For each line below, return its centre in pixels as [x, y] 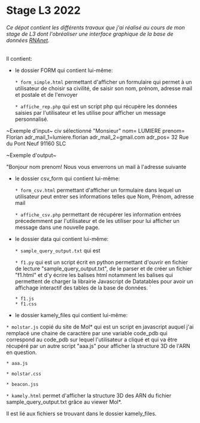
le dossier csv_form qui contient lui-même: [67, 178]
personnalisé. [32, 119]
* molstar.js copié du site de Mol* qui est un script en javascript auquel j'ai [100, 327]
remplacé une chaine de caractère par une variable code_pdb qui [87, 333]
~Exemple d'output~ [31, 155]
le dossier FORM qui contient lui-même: [64, 70]
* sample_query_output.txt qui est [57, 251]
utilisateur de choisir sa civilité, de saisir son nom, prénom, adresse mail [104, 88]
